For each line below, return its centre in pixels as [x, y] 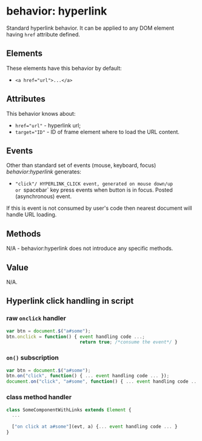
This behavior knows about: [41, 113]
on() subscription [32, 358]
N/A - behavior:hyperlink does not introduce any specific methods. [90, 248]
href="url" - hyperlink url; [48, 125]
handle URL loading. [32, 215]
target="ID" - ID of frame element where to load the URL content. [97, 132]
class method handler [39, 397]
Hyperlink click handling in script [70, 301]
